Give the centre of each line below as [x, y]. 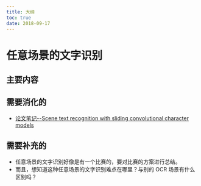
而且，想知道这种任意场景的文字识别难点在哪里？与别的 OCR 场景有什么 [105, 169]
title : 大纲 [20, 12]
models [24, 125]
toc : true [19, 18]
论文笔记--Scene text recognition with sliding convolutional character [102, 118]
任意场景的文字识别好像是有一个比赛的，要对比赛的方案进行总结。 [98, 162]
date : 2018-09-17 [28, 23]
